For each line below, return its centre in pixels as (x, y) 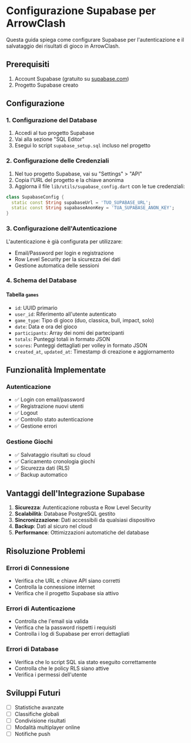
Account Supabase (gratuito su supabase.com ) (72, 78)
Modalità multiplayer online (47, 727)
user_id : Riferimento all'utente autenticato (65, 314)
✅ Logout (26, 413)
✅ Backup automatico (41, 474)
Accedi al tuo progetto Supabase (54, 133)
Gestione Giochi (29, 442)
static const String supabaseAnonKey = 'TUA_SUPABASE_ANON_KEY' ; (93, 208)
